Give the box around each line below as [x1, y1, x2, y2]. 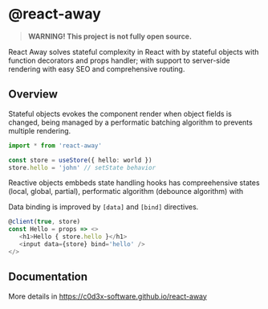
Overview [8, 88, 59, 101]
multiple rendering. [8, 126, 71, 135]
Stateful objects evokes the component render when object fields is [8, 109, 233, 118]
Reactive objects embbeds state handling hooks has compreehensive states [8, 178, 260, 187]
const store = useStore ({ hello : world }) [8, 156, 152, 164]
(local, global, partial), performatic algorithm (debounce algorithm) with [8, 187, 244, 196]
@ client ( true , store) [8, 218, 81, 226]
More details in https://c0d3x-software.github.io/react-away [8, 291, 207, 301]
